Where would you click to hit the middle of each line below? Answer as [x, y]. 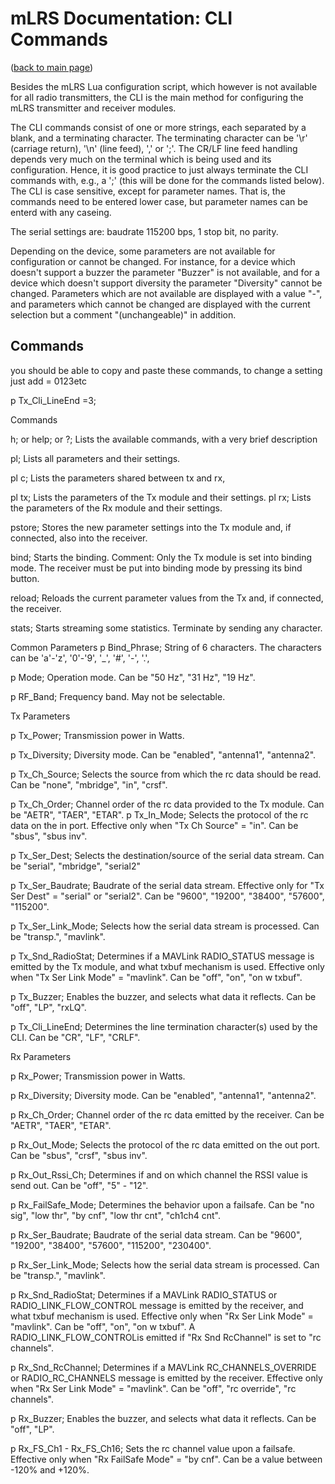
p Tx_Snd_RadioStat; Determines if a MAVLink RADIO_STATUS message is [162, 956]
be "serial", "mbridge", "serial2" [75, 866]
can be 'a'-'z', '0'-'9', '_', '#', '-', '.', [80, 658]
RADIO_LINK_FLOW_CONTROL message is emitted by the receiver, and [157, 1305]
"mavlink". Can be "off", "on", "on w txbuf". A [103, 1326]
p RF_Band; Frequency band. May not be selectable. [118, 696]
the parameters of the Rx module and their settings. [116, 508]
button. [25, 578]
